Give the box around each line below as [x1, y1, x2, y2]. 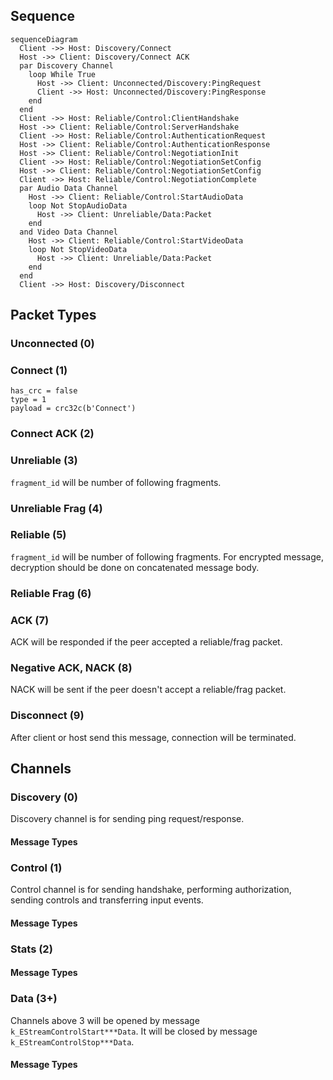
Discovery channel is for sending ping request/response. [10, 813, 245, 825]
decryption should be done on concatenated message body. [10, 561, 260, 573]
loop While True [28, 69, 97, 79]
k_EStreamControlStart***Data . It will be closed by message [10, 1025, 258, 1037]
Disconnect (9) [10, 709, 85, 723]
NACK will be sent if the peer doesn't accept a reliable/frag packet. [10, 684, 287, 696]
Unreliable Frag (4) [10, 501, 103, 515]
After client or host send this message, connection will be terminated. [10, 731, 297, 743]
